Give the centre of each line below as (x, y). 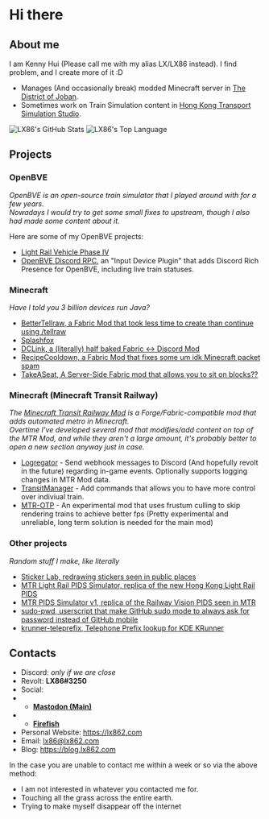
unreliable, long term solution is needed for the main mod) (117, 523)
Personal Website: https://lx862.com (81, 732)
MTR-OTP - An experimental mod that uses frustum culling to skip (130, 506)
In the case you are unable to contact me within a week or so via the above (133, 765)
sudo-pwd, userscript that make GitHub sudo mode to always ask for (135, 610)
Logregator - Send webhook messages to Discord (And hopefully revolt (139, 463)
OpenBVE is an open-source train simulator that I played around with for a (133, 195)
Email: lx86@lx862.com (60, 741)
